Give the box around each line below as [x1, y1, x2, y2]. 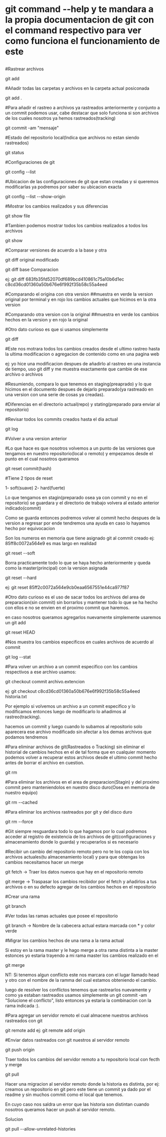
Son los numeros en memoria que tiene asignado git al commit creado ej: [5, 535, 155, 541]
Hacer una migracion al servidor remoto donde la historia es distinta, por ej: [5, 1081, 160, 1087]
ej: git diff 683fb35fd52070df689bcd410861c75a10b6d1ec [5, 276, 124, 282]
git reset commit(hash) [5, 465, 52, 471]
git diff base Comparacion [5, 266, 59, 273]
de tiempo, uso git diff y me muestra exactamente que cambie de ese [5, 366, 148, 372]
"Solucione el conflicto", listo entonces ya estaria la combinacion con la [5, 997, 152, 1003]
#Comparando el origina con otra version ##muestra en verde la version [5, 291, 153, 297]
